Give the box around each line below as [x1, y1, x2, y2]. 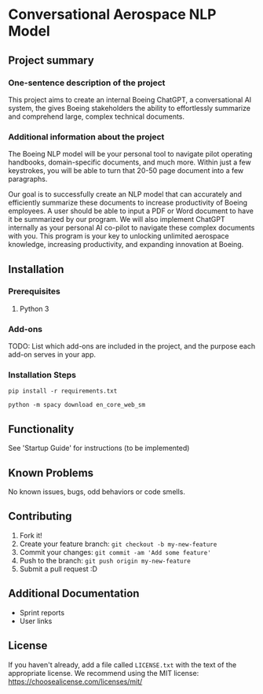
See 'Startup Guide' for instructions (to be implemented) [8, 443, 190, 453]
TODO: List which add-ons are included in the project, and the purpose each [8, 341, 256, 351]
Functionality [8, 423, 75, 436]
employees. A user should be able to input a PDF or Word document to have [8, 206, 254, 216]
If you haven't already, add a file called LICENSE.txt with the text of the [8, 659, 237, 670]
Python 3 [19, 304, 49, 313]
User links [19, 616, 53, 626]
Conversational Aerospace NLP [8, 6, 217, 24]
